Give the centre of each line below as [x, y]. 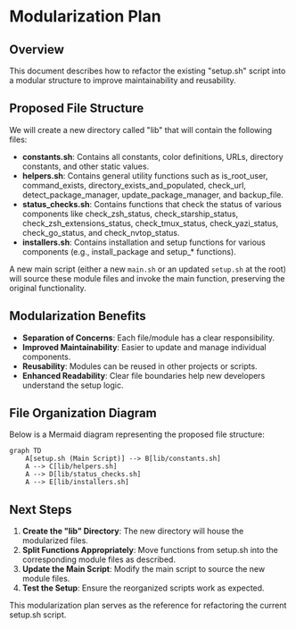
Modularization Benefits [78, 316]
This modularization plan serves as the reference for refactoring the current [148, 606]
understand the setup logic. [73, 385]
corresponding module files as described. [99, 559]
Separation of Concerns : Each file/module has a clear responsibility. [148, 338]
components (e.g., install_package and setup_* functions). [129, 251]
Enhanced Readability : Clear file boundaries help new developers [144, 375]
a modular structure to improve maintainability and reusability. [123, 80]
